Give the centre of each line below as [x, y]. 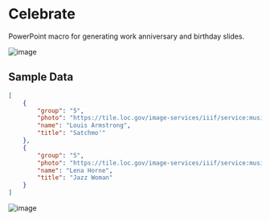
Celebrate [42, 14]
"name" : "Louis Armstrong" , [84, 125]
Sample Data [41, 77]
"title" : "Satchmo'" [72, 133]
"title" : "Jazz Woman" [75, 178]
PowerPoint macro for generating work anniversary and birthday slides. [127, 36]
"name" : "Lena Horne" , [75, 170]
